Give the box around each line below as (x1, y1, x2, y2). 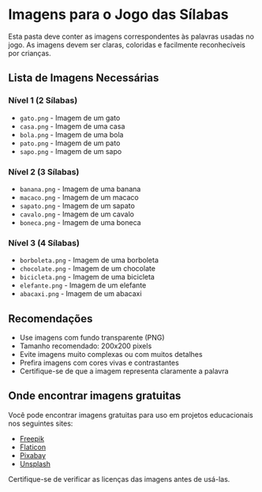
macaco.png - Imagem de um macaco (19, 192, 140, 202)
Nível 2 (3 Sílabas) (8, 166, 80, 177)
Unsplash (19, 459, 51, 468)
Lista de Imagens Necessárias (8, 71, 159, 85)
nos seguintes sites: (8, 419, 73, 428)
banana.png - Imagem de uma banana (19, 184, 141, 193)
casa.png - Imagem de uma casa (19, 121, 125, 131)
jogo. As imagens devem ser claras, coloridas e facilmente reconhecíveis (8, 39, 246, 49)
